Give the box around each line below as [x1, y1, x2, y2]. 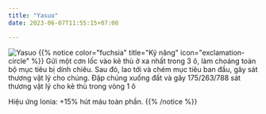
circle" [8, 56, 30, 66]
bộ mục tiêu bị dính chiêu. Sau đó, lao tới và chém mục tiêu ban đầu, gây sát [8, 64, 258, 74]
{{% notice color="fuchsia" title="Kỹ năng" [38, 47, 179, 57]
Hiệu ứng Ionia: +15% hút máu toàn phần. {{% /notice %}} [8, 97, 198, 106]
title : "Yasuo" [8, 11, 59, 20]
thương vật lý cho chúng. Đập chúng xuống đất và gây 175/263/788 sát [8, 73, 241, 82]
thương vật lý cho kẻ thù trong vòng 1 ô [8, 81, 137, 91]
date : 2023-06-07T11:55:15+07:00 [8, 19, 119, 27]
